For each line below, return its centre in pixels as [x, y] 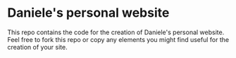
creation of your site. [38, 47]
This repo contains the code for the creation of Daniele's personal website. [116, 32]
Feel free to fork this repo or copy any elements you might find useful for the [118, 39]
